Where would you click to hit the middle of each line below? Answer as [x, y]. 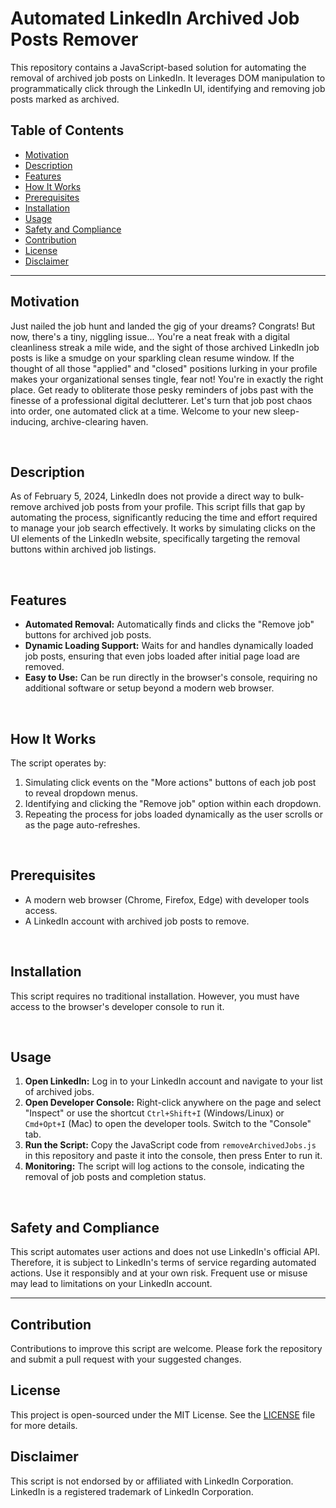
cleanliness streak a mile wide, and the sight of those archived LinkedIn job [165, 347]
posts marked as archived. [65, 99]
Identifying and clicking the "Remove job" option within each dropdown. [173, 803]
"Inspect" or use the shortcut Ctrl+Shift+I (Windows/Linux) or [154, 1113]
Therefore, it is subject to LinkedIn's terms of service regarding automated [163, 1263]
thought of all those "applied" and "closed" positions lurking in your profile [164, 368]
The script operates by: [58, 763]
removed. [44, 667]
